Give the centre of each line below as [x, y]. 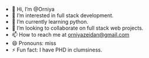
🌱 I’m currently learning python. [50, 22]
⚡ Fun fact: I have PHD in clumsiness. [57, 50]
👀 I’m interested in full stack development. [62, 15]
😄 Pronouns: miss [34, 43]
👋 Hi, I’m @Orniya [33, 9]
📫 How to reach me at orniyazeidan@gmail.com [70, 35]
